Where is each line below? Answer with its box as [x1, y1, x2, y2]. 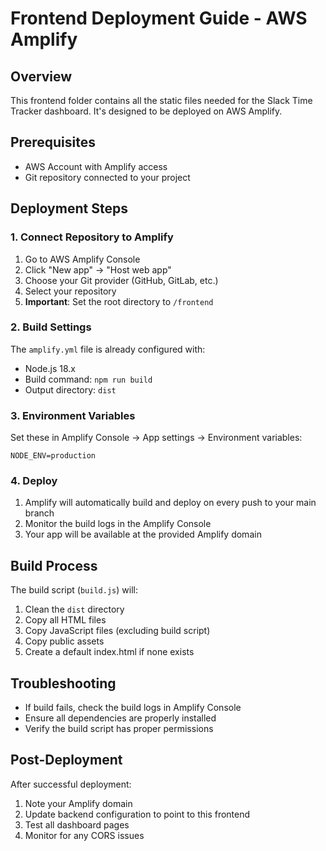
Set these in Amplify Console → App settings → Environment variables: [10, 432, 303, 444]
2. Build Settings [10, 320, 92, 334]
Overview [10, 68, 73, 85]
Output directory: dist [24, 383, 117, 396]
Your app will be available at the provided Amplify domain [24, 528, 262, 541]
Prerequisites [10, 134, 96, 151]
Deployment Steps [10, 200, 128, 217]
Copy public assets [24, 635, 105, 647]
